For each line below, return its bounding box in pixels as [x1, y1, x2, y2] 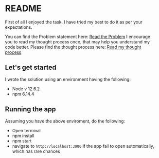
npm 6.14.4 [12, 91, 35, 97]
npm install [12, 133, 35, 138]
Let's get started [5, 63, 57, 72]
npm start [12, 138, 32, 144]
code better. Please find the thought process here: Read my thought [5, 44, 141, 50]
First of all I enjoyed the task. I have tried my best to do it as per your [5, 19, 142, 25]
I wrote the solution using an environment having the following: [5, 76, 131, 82]
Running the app [5, 105, 56, 114]
